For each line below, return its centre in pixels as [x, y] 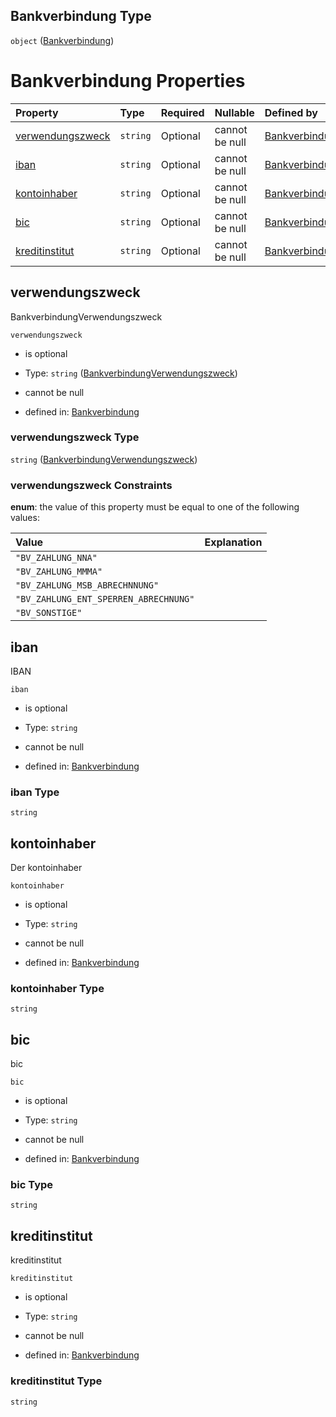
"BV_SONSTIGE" [49, 613]
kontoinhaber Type [57, 988]
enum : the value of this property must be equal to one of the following [155, 507]
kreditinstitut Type [56, 1381]
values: [25, 518]
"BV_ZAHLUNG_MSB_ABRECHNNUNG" [87, 585]
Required [182, 112]
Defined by [291, 112]
